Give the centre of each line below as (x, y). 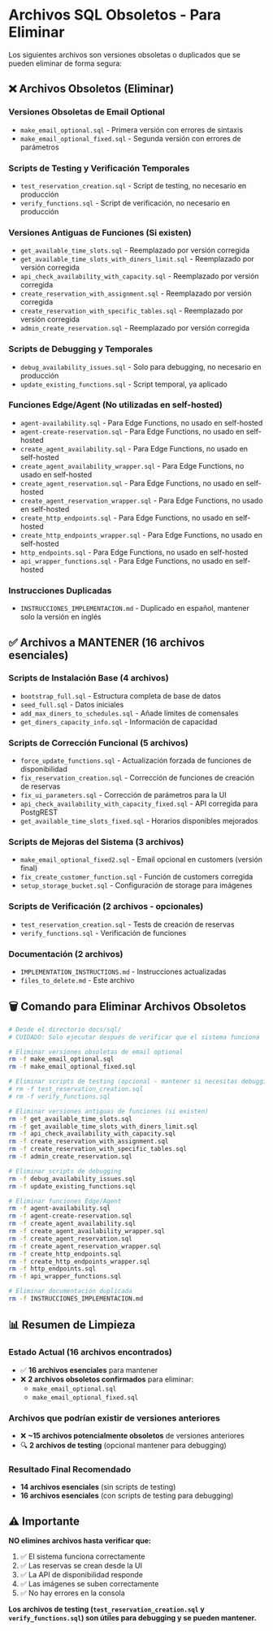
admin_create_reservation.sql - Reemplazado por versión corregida (135, 328)
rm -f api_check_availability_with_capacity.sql (92, 1134)
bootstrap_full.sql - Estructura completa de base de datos (121, 695)
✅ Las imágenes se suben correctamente (89, 1584)
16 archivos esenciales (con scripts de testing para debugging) (127, 1495)
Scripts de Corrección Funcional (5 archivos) (98, 742)
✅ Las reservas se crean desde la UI (81, 1566)
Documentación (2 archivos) (66, 954)
